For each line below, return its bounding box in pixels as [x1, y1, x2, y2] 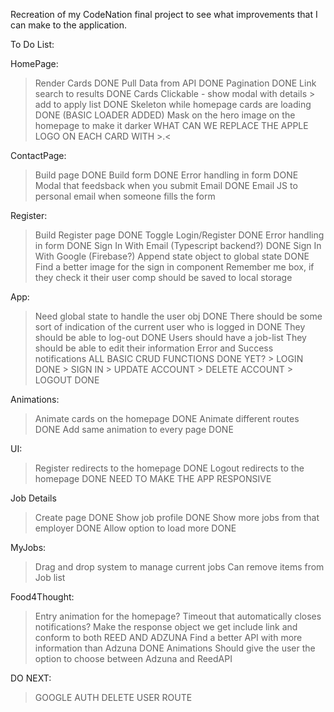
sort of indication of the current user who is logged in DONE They [34, 321, 306, 333]
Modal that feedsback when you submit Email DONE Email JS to [34, 180, 298, 191]
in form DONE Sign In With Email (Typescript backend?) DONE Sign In [34, 240, 322, 251]
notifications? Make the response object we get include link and [34, 621, 298, 633]
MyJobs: [10, 542, 47, 553]
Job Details [10, 492, 57, 504]
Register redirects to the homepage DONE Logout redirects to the [34, 462, 305, 474]
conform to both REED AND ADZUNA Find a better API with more [34, 632, 303, 643]
